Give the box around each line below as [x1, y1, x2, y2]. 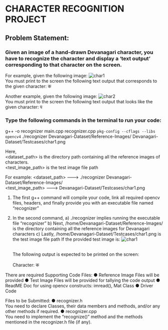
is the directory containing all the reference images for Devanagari [12, 226, 150, 232]
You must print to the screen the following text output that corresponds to [5, 78, 157, 84]
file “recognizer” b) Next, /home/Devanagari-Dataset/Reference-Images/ [12, 220, 163, 226]
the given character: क [5, 83, 52, 89]
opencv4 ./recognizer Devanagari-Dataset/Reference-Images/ [5, 133, 132, 139]
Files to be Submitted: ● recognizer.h [5, 298, 83, 304]
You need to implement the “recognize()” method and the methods [5, 314, 143, 320]
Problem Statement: [5, 34, 69, 42]
